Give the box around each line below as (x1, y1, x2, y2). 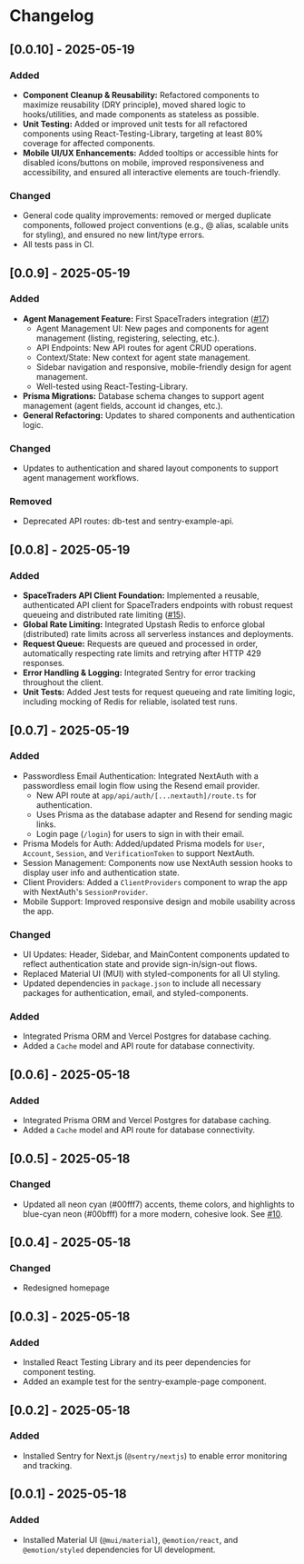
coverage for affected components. (22, 137, 156, 148)
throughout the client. (22, 677, 104, 688)
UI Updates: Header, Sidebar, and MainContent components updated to (22, 949, 290, 960)
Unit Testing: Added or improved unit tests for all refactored (22, 118, 248, 129)
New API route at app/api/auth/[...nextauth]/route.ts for (35, 790, 257, 801)
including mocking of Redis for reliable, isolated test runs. (22, 696, 238, 707)
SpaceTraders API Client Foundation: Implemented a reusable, (22, 590, 260, 601)
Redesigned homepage (22, 1282, 111, 1293)
